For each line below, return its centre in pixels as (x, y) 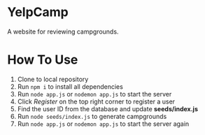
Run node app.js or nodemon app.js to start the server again (103, 124)
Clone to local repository (53, 79)
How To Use (43, 60)
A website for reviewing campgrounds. (63, 31)
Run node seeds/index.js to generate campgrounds (92, 116)
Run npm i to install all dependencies (70, 86)
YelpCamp (38, 12)
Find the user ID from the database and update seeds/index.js (107, 108)
